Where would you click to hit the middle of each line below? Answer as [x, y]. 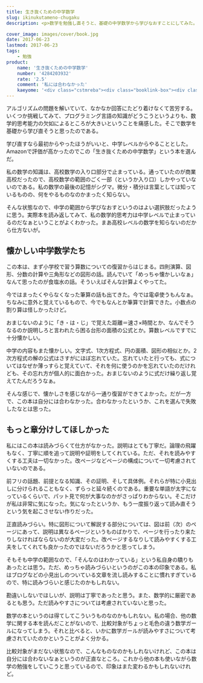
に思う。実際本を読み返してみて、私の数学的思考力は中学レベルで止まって [98, 215]
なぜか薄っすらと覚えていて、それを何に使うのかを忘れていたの [101, 365]
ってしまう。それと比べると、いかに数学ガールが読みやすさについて [106, 630]
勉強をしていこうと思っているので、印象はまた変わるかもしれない [98, 666]
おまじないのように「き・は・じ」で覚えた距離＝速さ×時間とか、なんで [95, 322]
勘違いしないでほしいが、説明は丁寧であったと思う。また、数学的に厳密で [99, 595]
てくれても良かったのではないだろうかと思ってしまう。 [90, 547]
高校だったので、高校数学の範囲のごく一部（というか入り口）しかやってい [99, 179]
